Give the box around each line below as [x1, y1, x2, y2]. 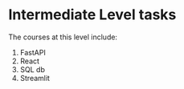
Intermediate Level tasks [8, 6, 177, 24]
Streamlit [19, 73, 51, 83]
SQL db [19, 64, 46, 74]
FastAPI [19, 47, 46, 57]
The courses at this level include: [8, 32, 118, 42]
